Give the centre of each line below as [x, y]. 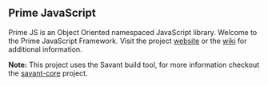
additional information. [45, 49]
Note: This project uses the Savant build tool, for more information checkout [134, 64]
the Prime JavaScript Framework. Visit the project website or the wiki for [128, 41]
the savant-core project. [48, 73]
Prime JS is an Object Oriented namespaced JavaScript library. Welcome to [133, 32]
